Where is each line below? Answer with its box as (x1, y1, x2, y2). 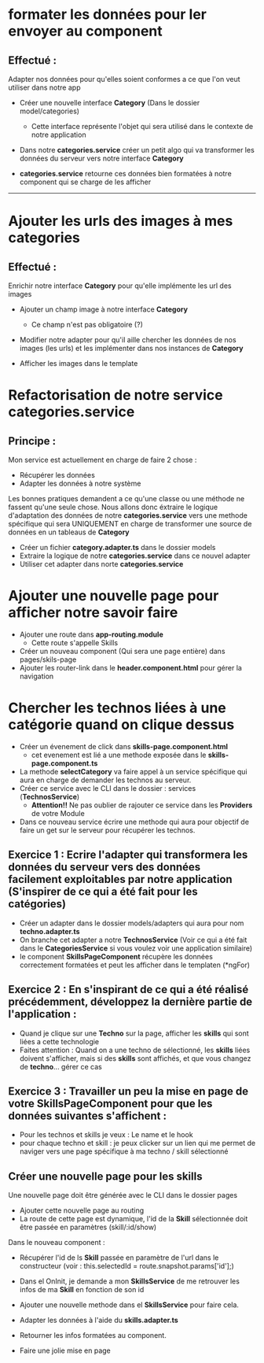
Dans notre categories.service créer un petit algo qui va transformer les (19, 146, 255, 154)
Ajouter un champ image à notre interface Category (19, 305, 189, 314)
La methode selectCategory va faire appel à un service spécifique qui (19, 766, 247, 776)
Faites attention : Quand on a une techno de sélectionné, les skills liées (19, 1045, 251, 1055)
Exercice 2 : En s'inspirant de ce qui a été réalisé (8, 983, 249, 996)
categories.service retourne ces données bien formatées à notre (19, 169, 232, 178)
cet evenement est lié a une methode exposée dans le (31, 750, 207, 759)
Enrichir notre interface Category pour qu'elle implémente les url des (8, 281, 232, 290)
